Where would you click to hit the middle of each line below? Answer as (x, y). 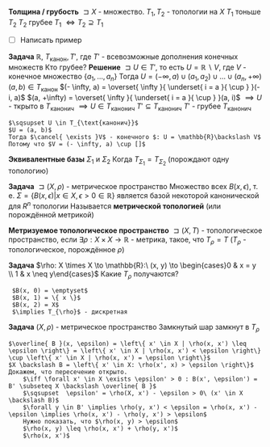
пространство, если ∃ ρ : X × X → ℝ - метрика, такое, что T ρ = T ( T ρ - (127, 240)
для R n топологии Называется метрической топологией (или (115, 205)
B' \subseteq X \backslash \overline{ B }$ (83, 386)
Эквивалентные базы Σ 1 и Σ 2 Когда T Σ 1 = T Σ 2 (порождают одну (119, 160)
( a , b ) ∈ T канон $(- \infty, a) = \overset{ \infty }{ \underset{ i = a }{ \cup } (129, 88)
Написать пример (51, 40)
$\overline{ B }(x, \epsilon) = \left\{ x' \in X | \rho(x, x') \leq (128, 344)
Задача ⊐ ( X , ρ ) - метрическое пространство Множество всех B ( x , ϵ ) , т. (133, 186)
